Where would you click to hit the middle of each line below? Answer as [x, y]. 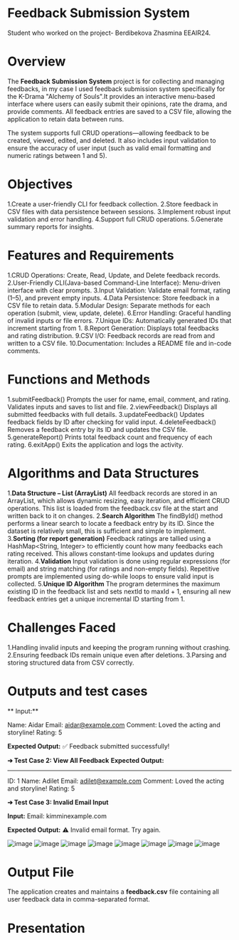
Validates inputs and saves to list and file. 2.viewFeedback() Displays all [112, 406]
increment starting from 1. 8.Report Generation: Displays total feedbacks [113, 328]
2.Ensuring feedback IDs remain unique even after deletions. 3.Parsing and [117, 655]
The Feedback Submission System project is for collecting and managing [116, 81]
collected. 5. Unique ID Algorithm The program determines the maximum [114, 583]
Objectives [40, 185]
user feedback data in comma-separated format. [79, 899]
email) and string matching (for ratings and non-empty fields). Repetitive [113, 569]
